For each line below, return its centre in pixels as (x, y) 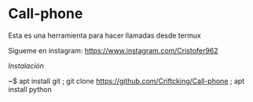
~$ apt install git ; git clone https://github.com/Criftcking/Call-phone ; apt (126, 81)
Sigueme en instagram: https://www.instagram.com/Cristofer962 (113, 50)
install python (30, 89)
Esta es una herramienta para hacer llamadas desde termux (105, 35)
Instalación (26, 66)
